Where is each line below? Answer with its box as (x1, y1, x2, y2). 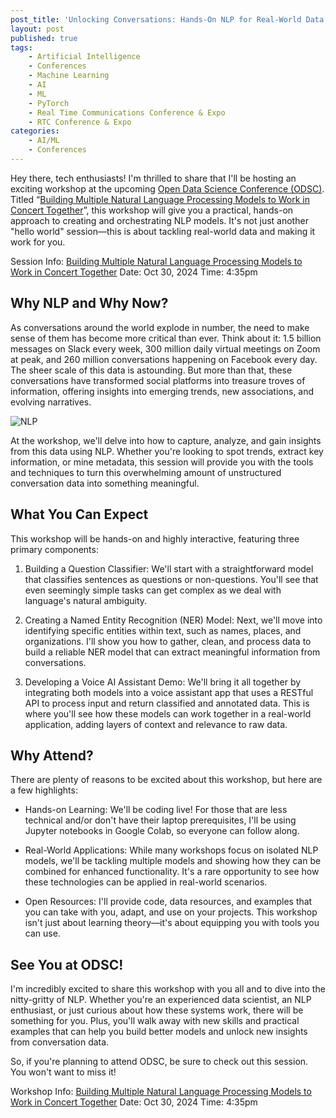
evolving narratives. (10, 396, 92, 408)
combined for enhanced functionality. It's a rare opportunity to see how (24, 866, 320, 878)
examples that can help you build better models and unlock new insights (10, 1026, 308, 1038)
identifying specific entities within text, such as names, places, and (24, 624, 302, 636)
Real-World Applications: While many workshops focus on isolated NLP (24, 844, 319, 856)
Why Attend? (10, 747, 94, 764)
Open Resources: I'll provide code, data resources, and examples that (24, 896, 313, 908)
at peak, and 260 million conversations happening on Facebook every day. (10, 353, 318, 365)
